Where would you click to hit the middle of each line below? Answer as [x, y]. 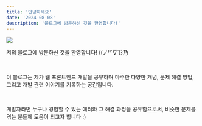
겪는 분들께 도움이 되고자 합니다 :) [46, 117]
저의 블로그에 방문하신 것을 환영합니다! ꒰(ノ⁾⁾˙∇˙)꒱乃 [68, 53]
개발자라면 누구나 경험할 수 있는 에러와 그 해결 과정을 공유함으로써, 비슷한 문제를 [101, 109]
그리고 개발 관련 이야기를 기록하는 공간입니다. [60, 85]
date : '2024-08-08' [31, 18]
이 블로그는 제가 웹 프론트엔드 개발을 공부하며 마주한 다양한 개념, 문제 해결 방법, [100, 77]
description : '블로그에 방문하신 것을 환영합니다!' [64, 23]
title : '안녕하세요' [29, 12]
